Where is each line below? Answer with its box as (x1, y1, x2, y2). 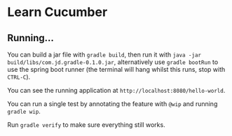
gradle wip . (7, 107, 41, 115)
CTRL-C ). (7, 73, 31, 81)
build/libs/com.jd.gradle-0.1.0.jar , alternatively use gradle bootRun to (7, 58, 219, 66)
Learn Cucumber (7, 4, 108, 20)
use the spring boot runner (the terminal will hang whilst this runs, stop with (7, 66, 226, 73)
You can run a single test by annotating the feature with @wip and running (7, 100, 218, 108)
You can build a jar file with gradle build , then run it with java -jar (7, 50, 202, 59)
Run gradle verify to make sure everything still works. (7, 121, 166, 129)
